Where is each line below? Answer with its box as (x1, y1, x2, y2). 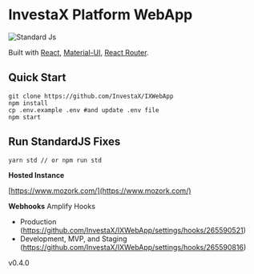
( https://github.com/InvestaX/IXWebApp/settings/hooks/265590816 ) (19, 242, 247, 252)
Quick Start (8, 71, 67, 85)
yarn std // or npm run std (8, 156, 103, 164)
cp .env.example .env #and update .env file (8, 106, 159, 114)
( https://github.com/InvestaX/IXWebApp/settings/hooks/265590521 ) (19, 225, 247, 235)
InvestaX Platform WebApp (8, 6, 193, 24)
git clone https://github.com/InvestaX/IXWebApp (8, 92, 174, 100)
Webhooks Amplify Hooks (8, 201, 96, 211)
